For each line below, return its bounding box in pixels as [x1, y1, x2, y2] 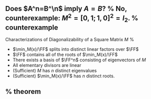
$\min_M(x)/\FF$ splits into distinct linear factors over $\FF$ [12, 46, 139, 52]
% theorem [5, 87, 42, 96]
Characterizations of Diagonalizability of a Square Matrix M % [5, 37, 134, 42]
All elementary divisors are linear [12, 62, 82, 68]
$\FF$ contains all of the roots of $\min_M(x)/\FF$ [12, 52, 118, 57]
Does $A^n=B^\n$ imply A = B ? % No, [5, 5, 127, 13]
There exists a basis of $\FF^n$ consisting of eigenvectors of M [12, 57, 146, 63]
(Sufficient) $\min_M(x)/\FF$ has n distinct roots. [12, 73, 115, 79]
